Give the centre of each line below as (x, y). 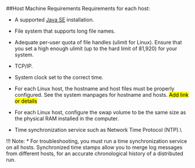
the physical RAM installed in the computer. (67, 118)
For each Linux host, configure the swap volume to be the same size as (100, 112)
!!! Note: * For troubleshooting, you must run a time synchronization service (97, 141)
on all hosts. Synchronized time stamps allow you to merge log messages (94, 147)
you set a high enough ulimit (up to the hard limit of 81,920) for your (96, 48)
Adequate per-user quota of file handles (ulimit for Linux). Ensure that (98, 42)
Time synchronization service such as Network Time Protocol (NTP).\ (98, 130)
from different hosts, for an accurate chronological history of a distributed (95, 153)
